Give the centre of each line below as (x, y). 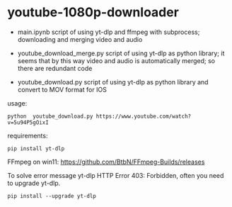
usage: (17, 103)
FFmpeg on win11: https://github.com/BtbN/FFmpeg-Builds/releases (106, 162)
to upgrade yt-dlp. (34, 183)
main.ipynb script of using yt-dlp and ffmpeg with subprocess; (109, 32)
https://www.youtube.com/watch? (144, 116)
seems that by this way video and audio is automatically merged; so (116, 60)
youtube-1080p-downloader (93, 12)
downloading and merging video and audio (80, 39)
